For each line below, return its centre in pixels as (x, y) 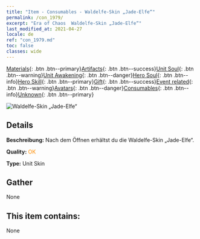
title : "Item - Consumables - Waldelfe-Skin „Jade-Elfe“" (81, 12)
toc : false (20, 46)
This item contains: (43, 216)
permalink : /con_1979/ (35, 18)
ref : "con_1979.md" (31, 40)
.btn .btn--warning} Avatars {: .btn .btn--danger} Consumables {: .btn (90, 88)
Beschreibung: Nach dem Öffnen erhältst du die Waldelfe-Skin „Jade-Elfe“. (100, 140)
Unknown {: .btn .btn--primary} (56, 94)
